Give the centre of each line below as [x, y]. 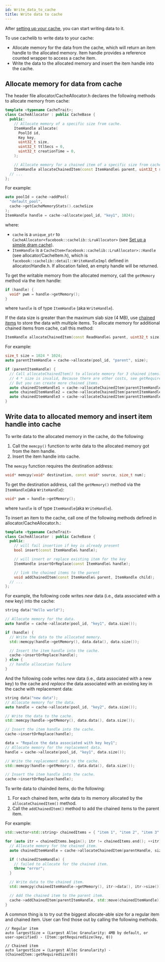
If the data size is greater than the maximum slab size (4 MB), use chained [80, 318]
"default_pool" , [26, 202]
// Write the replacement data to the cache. [52, 761]
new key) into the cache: [30, 601]
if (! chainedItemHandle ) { [37, 859]
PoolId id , [29, 133]
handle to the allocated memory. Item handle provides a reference [79, 53]
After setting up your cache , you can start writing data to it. [65, 28]
